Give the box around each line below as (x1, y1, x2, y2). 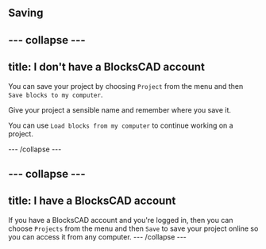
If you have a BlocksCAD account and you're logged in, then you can (8, 215, 233, 224)
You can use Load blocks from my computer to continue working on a (8, 121, 233, 130)
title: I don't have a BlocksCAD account (8, 60, 205, 74)
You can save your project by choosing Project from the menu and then (8, 81, 244, 90)
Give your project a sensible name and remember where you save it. (8, 105, 232, 114)
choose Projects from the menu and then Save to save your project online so (8, 224, 259, 233)
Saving (8, 6, 44, 20)
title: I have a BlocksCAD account (8, 194, 176, 208)
